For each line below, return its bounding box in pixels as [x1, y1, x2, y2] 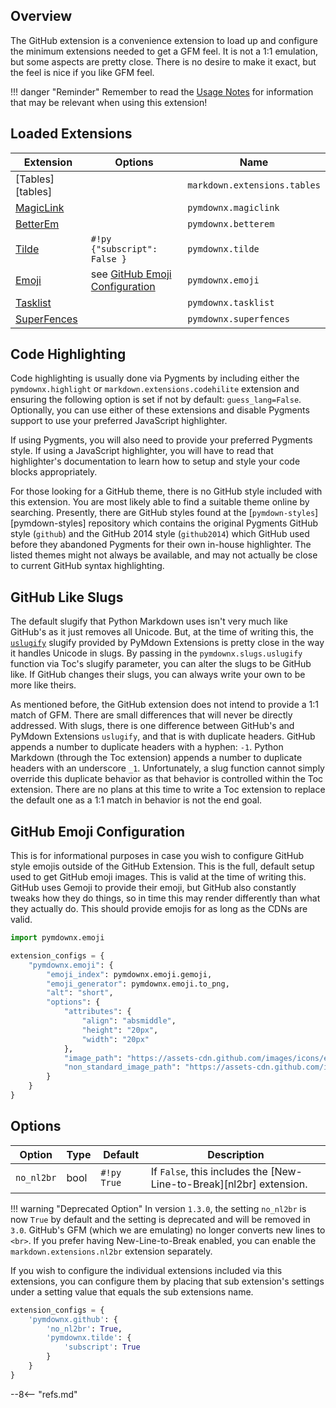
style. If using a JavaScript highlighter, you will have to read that [10, 445, 274, 457]
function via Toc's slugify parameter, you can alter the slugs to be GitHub [10, 658, 312, 670]
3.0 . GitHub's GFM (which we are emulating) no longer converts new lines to [10, 1224, 326, 1236]
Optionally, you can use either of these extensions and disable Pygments [10, 404, 310, 416]
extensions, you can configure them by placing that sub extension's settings [10, 1275, 325, 1287]
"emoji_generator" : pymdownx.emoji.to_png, [46, 979, 230, 989]
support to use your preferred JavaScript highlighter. [10, 415, 228, 427]
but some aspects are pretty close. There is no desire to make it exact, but [10, 55, 317, 68]
